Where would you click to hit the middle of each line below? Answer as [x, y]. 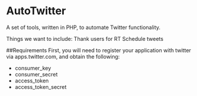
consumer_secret [36, 74]
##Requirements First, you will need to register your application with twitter [99, 50]
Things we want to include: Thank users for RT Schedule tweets [85, 39]
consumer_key [33, 68]
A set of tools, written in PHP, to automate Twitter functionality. [84, 27]
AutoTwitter [36, 11]
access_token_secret [41, 87]
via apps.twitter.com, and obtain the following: [63, 56]
